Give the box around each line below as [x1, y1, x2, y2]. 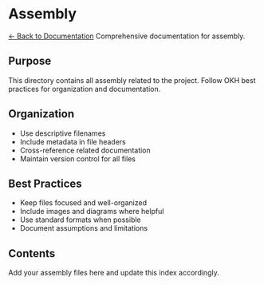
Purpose [8, 54, 52, 68]
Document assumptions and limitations [19, 224, 148, 233]
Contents [8, 247, 56, 260]
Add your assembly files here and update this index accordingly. [8, 268, 219, 278]
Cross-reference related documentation [19, 145, 152, 155]
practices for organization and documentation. [8, 84, 161, 93]
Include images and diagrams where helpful [19, 207, 164, 216]
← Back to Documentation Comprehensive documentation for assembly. [8, 31, 246, 41]
